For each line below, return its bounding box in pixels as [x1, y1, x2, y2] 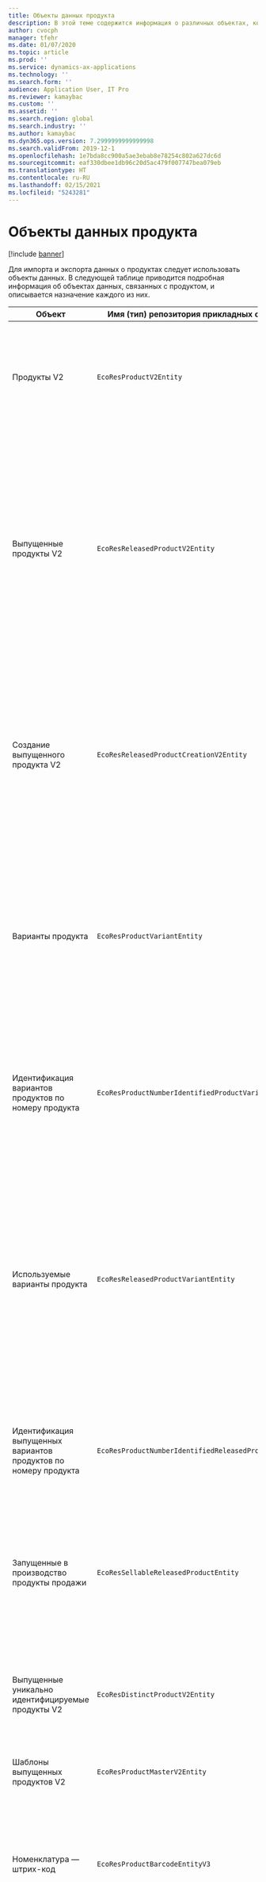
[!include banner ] [8, 249, 65, 259]
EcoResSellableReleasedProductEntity [97, 1568, 239, 1577]
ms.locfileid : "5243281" [8, 188, 90, 197]
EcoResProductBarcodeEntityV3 [97, 1859, 211, 1869]
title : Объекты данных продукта [8, 11, 115, 20]
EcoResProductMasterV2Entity [97, 1767, 207, 1777]
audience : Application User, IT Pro [8, 85, 129, 94]
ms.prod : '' [8, 56, 47, 64]
